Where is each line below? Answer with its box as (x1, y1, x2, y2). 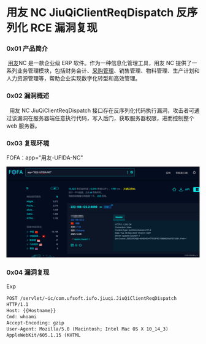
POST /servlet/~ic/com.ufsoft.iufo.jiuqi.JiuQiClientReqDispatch (6, 295, 177, 301)
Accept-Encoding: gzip (6, 319, 64, 326)
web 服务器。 (6, 122, 40, 129)
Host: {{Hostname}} (6, 307, 56, 313)
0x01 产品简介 (6, 44, 48, 53)
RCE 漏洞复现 (30, 21, 98, 35)
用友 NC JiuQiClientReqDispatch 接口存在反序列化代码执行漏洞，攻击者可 (9, 107, 194, 114)
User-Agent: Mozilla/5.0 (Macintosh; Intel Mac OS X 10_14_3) (6, 326, 169, 332)
